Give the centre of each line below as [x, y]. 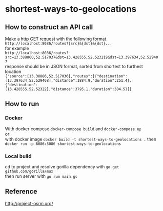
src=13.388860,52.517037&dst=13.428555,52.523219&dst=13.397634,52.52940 [82, 57]
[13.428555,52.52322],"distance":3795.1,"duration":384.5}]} [69, 89]
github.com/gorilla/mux [29, 171]
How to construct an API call [49, 27]
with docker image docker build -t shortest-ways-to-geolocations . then [81, 139]
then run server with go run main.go [41, 176]
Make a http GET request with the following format [56, 39]
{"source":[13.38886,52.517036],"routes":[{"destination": [66, 76]
